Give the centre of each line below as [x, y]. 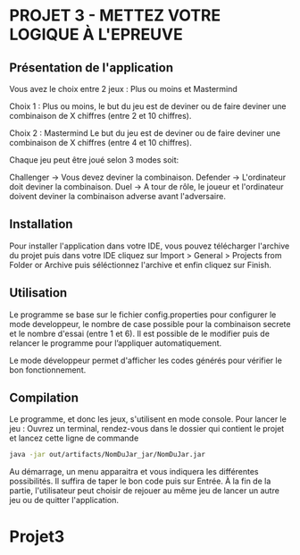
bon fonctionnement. [48, 370]
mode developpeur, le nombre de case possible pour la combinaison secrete [150, 324]
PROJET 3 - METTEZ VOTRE [115, 16]
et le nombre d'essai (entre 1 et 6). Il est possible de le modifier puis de [140, 333]
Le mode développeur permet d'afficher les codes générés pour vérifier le [146, 360]
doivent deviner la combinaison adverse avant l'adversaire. [117, 196]
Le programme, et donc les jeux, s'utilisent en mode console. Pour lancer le [148, 419]
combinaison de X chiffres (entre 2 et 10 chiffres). [100, 116]
